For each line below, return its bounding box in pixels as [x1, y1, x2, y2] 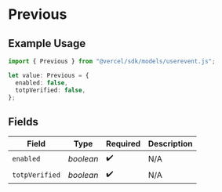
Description [147, 139, 193, 150]
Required [105, 139, 141, 150]
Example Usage [8, 37, 86, 50]
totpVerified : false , [15, 86, 86, 94]
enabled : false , [15, 78, 68, 87]
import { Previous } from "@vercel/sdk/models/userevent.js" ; [8, 57, 216, 65]
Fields [8, 115, 39, 129]
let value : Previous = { [8, 71, 89, 79]
